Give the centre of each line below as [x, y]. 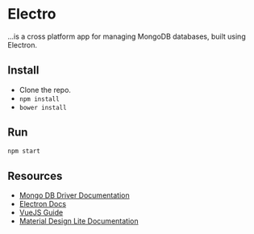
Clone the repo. [45, 90]
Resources [35, 175]
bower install [43, 107]
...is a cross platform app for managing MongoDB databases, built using [127, 36]
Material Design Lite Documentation [79, 221]
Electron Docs [42, 204]
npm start [24, 151]
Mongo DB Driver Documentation [74, 195]
